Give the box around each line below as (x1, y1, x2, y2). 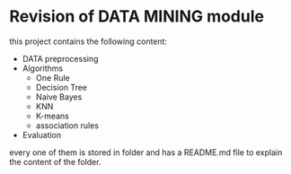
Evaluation (22, 129, 62, 140)
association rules (35, 119, 99, 131)
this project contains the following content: (9, 36, 168, 47)
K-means (35, 110, 70, 121)
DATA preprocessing (22, 53, 99, 64)
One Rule (35, 72, 70, 83)
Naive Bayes (35, 91, 83, 102)
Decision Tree (35, 82, 88, 92)
